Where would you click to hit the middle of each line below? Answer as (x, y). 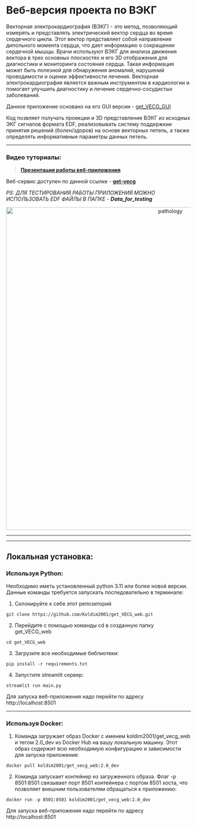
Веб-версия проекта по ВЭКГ (81, 10)
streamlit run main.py (34, 685)
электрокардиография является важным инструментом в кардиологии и (98, 82)
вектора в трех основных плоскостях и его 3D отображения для (87, 58)
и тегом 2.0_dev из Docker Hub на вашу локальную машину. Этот (96, 743)
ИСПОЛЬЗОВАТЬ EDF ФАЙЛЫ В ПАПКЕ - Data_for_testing (79, 199)
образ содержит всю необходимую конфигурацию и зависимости (98, 749)
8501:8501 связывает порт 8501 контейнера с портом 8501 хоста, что (101, 783)
